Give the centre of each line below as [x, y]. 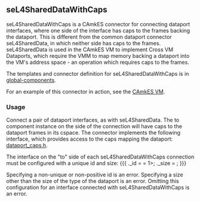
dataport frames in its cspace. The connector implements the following [93, 133]
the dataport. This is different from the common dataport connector [89, 37]
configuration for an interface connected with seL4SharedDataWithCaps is [98, 188]
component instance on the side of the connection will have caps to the [94, 126]
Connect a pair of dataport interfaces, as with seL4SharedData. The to [93, 120]
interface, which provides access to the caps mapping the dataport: [90, 139]
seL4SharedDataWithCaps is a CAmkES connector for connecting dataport [98, 24]
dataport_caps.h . [27, 145]
